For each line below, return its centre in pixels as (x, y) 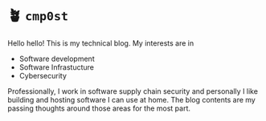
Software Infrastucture (56, 67)
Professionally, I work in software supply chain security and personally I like (133, 91)
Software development (57, 58)
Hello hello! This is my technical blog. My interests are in (101, 43)
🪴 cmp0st (38, 16)
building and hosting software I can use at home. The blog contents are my (132, 99)
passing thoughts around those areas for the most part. (99, 108)
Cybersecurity (43, 75)
